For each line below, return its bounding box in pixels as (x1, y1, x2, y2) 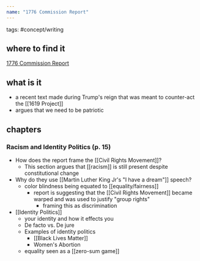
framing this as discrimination (42, 202, 117, 209)
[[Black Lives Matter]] (33, 234, 89, 241)
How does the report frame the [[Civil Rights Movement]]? (15, 156, 162, 164)
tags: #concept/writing (6, 26, 64, 33)
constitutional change (24, 169, 80, 177)
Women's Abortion (33, 241, 81, 248)
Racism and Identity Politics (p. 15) (6, 142, 111, 151)
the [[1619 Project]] (15, 100, 64, 108)
